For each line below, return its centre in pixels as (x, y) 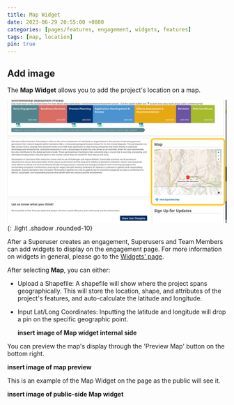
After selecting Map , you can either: (59, 270)
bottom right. (26, 354)
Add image (31, 73)
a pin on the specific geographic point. (73, 319)
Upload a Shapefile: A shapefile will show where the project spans (112, 284)
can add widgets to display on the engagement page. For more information (115, 249)
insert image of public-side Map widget (65, 395)
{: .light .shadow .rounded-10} (50, 228)
